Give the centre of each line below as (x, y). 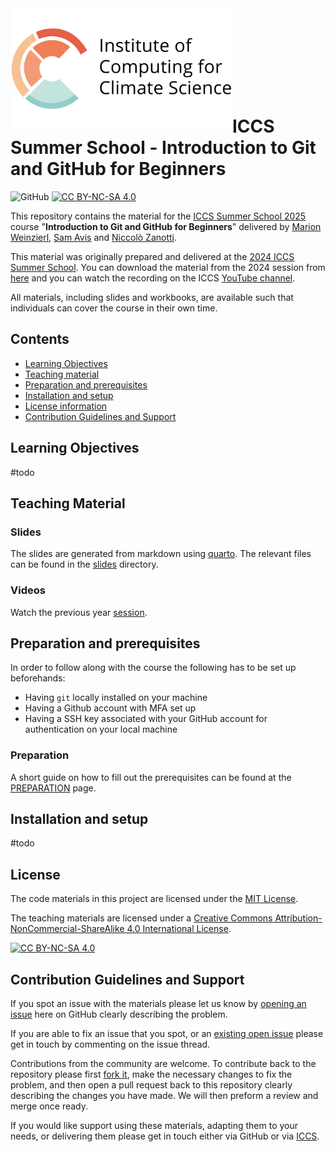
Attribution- (298, 918)
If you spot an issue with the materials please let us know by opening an (158, 1004)
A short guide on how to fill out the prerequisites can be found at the (151, 777)
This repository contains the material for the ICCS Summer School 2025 (158, 216)
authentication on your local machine (101, 729)
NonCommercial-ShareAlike (67, 929)
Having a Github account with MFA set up (110, 708)
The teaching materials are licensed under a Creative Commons (141, 918)
